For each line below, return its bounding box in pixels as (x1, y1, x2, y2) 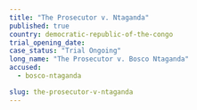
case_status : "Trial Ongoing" (9, 47, 122, 55)
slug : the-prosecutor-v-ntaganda (9, 87, 134, 97)
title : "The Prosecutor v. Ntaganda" (9, 13, 150, 22)
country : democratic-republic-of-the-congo (9, 30, 174, 38)
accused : (9, 63, 42, 72)
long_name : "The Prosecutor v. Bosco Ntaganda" (9, 55, 190, 63)
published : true (9, 21, 70, 30)
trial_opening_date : (9, 38, 86, 47)
